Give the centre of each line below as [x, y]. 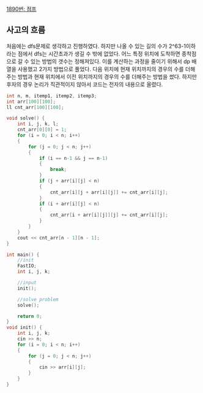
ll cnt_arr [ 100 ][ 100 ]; [35, 107]
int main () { [23, 255]
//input [27, 283]
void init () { [24, 327]
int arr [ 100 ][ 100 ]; [31, 102]
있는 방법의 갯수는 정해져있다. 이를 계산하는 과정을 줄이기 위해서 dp [110, 61]
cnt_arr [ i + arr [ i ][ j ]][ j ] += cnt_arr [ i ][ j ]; [109, 215]
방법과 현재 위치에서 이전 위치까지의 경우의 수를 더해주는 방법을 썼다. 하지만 [107, 77]
